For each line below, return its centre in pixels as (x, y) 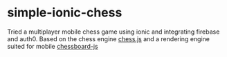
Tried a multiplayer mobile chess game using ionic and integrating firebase (113, 32)
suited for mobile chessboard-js (53, 46)
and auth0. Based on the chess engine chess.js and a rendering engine (108, 38)
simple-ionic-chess (65, 13)
